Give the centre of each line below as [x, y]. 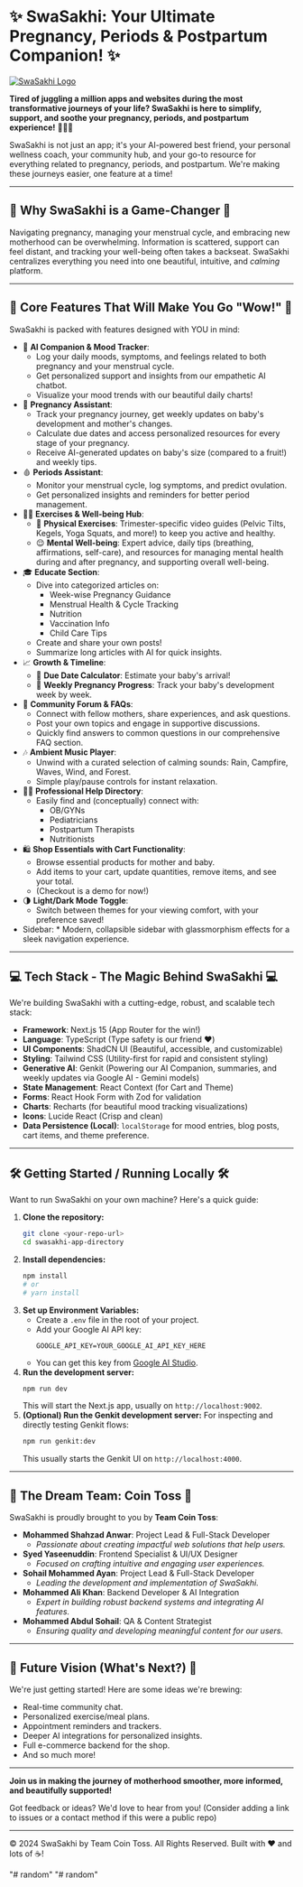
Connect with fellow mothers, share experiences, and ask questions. [163, 713]
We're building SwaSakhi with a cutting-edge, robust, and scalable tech [142, 1003]
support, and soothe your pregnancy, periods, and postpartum [129, 117]
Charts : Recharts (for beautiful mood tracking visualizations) [135, 1107]
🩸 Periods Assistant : [63, 472]
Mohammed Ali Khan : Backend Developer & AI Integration [131, 1593]
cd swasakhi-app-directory [73, 1242]
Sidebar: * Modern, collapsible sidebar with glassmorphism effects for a [156, 929]
